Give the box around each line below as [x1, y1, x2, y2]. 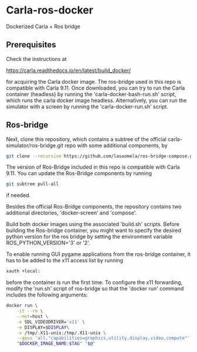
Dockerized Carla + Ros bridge [6, 23, 81, 30]
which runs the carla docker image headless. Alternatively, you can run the [6, 97, 187, 104]
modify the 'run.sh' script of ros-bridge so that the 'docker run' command [6, 285, 184, 292]
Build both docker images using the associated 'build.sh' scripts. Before [6, 221, 180, 228]
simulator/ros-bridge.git [6, 142, 63, 149]
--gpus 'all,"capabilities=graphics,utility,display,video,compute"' [16, 335, 191, 341]
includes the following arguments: [6, 291, 88, 299]
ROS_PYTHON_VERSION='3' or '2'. [6, 240, 90, 247]
